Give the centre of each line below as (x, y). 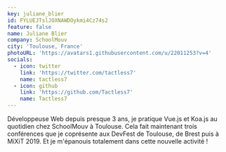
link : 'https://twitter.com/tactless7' (78, 72)
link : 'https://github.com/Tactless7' (77, 92)
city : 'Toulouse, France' (45, 46)
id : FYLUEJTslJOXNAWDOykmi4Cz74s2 (58, 20)
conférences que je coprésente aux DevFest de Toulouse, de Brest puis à (113, 134)
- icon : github (36, 86)
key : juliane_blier (36, 14)
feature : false (29, 27)
